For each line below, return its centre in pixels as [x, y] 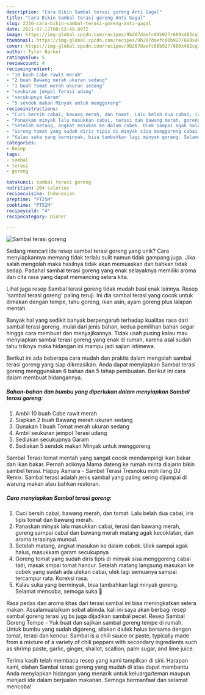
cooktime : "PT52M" [30, 205]
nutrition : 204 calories [38, 188]
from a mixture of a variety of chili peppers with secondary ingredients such [102, 642]
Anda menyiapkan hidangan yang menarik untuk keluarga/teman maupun [98, 674]
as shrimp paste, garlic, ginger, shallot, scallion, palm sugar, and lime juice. [100, 649]
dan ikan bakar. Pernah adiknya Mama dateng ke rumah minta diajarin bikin [101, 464]
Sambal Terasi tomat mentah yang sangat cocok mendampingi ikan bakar [99, 458]
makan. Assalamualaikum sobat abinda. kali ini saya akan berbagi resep [96, 610]
